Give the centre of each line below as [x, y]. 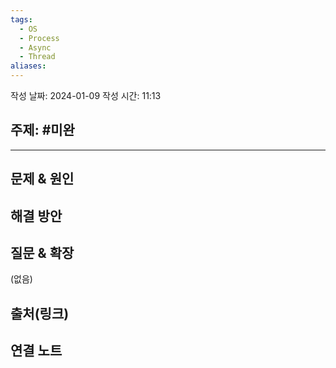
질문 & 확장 [42, 252]
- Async [35, 47]
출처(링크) [40, 313]
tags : [21, 19]
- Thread [37, 57]
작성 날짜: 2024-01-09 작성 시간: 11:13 [86, 95]
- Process [39, 38]
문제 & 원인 [42, 179]
